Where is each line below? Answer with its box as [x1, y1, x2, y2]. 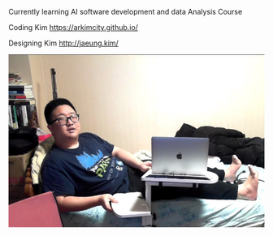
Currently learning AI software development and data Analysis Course [8, 7, 243, 16]
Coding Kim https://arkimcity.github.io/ [8, 23, 138, 32]
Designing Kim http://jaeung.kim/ [8, 38, 119, 48]
